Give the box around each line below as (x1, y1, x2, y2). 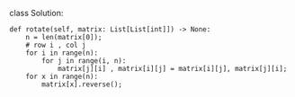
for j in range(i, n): (41, 57, 127, 66)
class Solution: (9, 8, 64, 18)
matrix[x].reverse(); (41, 80, 123, 89)
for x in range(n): (25, 72, 99, 81)
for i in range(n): (25, 48, 99, 57)
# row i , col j (25, 40, 87, 49)
